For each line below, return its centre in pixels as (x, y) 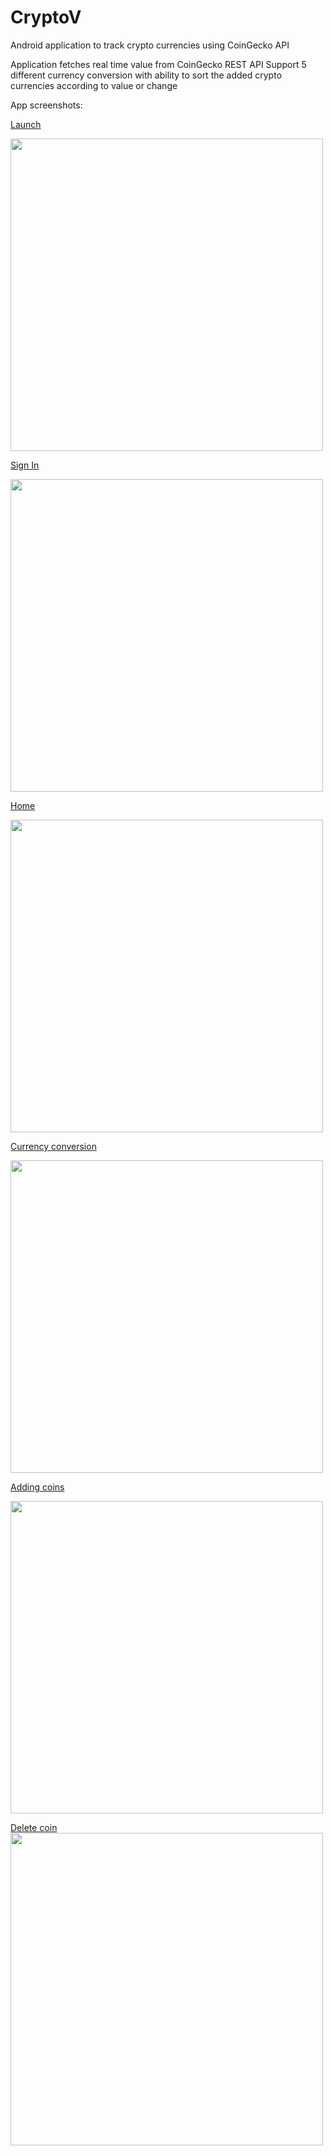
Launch (26, 124)
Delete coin (34, 1827)
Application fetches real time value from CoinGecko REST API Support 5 (158, 64)
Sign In (25, 465)
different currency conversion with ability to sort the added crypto (146, 75)
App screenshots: (46, 105)
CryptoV (46, 17)
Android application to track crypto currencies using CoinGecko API (150, 45)
